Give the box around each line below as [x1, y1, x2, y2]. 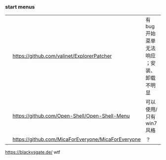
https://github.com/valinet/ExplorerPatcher [12, 53, 112, 60]
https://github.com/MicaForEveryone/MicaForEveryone [12, 136, 141, 143]
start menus [5, 3, 35, 10]
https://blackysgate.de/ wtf [5, 149, 60, 155]
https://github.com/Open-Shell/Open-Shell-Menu [12, 113, 130, 120]
